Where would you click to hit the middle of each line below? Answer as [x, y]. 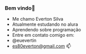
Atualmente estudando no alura [45, 24]
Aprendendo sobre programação [47, 30]
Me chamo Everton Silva [38, 19]
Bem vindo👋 [20, 8]
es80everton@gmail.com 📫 [41, 46]
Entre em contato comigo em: [43, 35]
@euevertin [24, 40]
